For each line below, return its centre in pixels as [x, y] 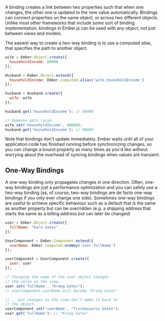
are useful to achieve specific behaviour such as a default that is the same [81, 203]
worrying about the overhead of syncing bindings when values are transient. [82, 155]
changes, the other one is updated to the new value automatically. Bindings [81, 12]
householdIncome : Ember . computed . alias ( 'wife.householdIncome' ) [77, 80]
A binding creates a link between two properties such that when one [74, 7]
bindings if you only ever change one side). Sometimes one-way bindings [80, 198]
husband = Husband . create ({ [34, 93]
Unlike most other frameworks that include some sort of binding [70, 23]
